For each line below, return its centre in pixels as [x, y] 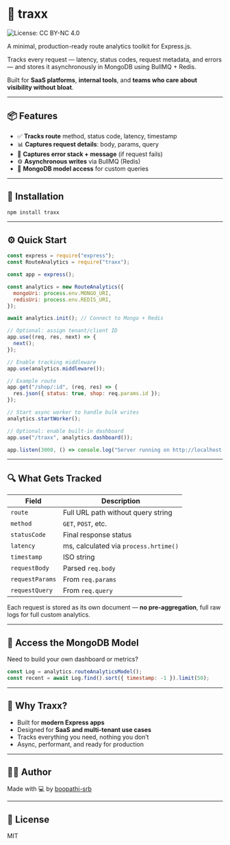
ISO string [79, 557]
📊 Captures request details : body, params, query [88, 144]
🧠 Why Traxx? [37, 706]
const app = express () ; [41, 275]
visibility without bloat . [40, 87]
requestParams [34, 579]
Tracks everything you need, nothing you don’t [83, 737]
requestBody [30, 568]
